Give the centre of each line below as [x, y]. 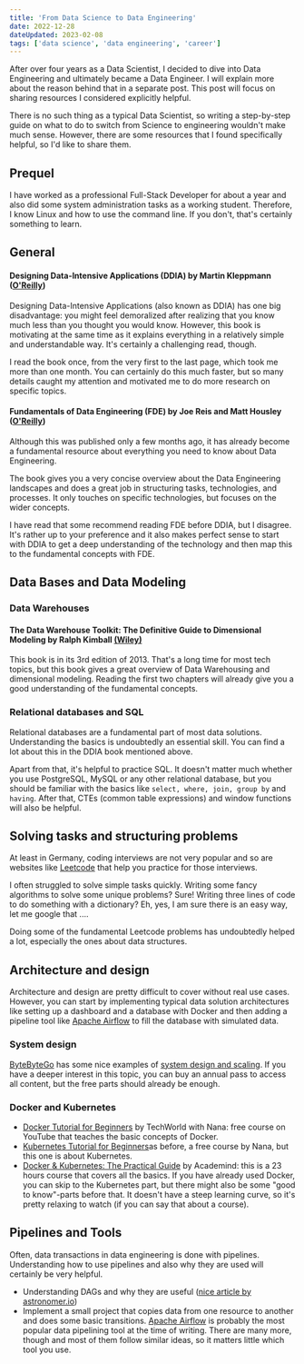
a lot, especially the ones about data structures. [98, 941]
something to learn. [46, 224]
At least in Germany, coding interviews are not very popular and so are [142, 858]
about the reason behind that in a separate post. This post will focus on [142, 88]
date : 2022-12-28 [42, 26]
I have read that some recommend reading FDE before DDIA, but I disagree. [151, 524]
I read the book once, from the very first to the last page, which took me [144, 362]
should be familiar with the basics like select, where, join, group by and [148, 788]
